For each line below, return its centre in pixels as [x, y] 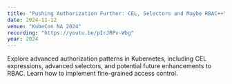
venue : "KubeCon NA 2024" [44, 26]
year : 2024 [23, 39]
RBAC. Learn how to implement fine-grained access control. [93, 74]
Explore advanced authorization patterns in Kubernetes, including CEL [107, 59]
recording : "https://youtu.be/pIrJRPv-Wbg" [71, 33]
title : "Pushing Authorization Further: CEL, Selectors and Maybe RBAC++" [117, 13]
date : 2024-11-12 [32, 20]
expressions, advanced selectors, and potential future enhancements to [109, 66]
